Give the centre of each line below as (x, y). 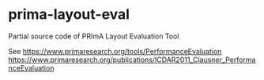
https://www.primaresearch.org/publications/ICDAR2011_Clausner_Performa (132, 60)
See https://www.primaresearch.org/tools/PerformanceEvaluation (115, 51)
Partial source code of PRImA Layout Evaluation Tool (94, 36)
